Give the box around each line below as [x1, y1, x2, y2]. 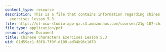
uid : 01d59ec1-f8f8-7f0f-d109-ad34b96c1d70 [5, 40, 96, 45]
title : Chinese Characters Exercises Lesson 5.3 [5, 35, 107, 40]
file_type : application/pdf [5, 26, 63, 31]
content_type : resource [5, 7, 54, 12]
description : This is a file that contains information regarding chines [5, 12, 161, 17]
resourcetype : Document [5, 30, 54, 35]
